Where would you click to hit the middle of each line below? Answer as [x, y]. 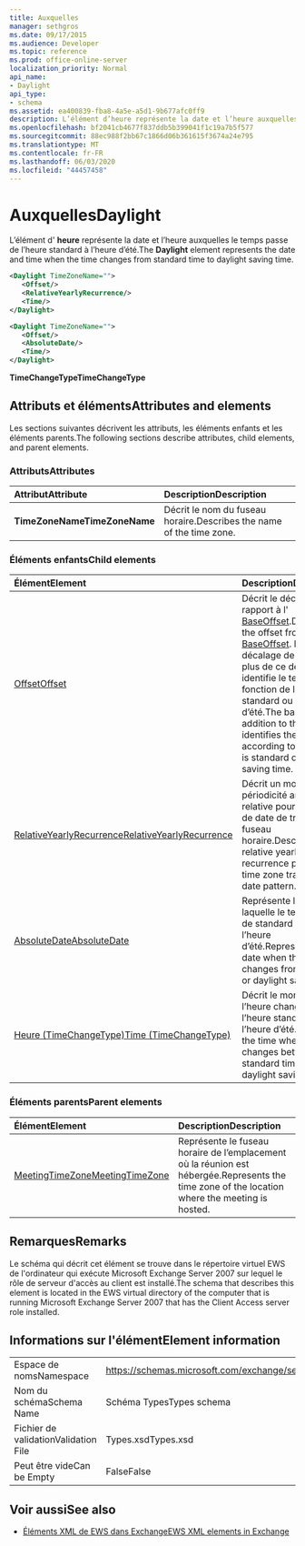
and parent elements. [49, 447]
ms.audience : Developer [54, 43]
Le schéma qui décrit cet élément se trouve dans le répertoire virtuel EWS [148, 1263]
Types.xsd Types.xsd [150, 1440]
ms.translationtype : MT [54, 145]
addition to [265, 724]
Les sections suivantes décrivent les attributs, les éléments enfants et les [146, 427]
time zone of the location [231, 1186]
